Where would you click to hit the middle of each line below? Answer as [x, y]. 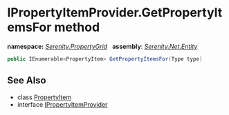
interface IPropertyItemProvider [62, 104]
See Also [27, 81]
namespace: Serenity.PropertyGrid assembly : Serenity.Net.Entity [102, 46]
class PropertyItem [44, 97]
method [77, 27]
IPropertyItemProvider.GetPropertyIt [115, 13]
